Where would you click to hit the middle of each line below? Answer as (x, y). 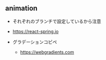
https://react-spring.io (36, 31)
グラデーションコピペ (35, 42)
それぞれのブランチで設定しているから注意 (57, 21)
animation (21, 8)
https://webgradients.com (47, 52)
